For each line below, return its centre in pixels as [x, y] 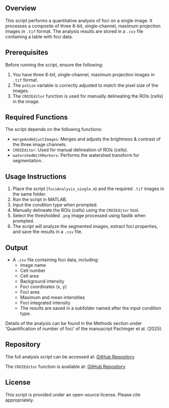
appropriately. [20, 400]
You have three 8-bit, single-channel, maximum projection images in [83, 74]
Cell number [33, 270]
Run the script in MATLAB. [40, 200]
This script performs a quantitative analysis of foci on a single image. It [79, 20]
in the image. [26, 101]
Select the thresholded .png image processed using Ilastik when [79, 216]
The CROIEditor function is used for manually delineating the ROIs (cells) [88, 96]
